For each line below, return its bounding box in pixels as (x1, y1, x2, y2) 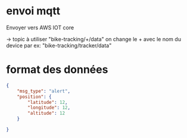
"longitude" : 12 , (27, 105, 70, 111)
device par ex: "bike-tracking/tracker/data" (6, 42, 112, 49)
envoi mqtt (6, 4, 61, 18)
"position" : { (17, 94, 52, 100)
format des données (6, 63, 108, 76)
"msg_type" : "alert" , (17, 88, 70, 94)
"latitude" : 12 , (27, 99, 68, 105)
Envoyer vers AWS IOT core (6, 24, 74, 31)
